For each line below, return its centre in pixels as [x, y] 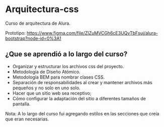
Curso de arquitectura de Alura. [38, 23]
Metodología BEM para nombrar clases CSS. [58, 77]
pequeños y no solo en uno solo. [46, 88]
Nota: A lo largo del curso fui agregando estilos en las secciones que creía [82, 113]
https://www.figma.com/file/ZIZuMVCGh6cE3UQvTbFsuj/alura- [92, 33]
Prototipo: [16, 33]
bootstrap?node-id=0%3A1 [33, 38]
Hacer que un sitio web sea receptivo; [52, 93]
